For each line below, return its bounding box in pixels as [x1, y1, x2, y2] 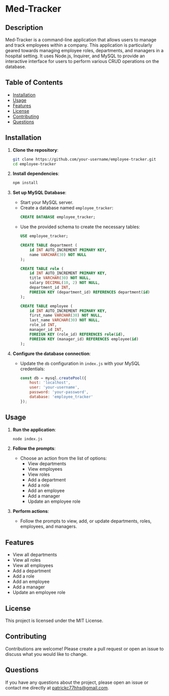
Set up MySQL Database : [12, 190, 67, 196]
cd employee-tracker [12, 161, 56, 166]
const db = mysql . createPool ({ [20, 375, 87, 380]
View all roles [12, 557, 41, 563]
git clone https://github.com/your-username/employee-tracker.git [12, 157, 156, 162]
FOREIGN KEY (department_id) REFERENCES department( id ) [29, 290, 150, 295]
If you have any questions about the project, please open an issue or [5, 679, 149, 685]
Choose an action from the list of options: [20, 455, 107, 462]
